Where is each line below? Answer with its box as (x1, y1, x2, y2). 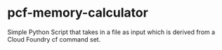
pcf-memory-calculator (7, 5, 149, 21)
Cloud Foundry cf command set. (7, 35, 101, 43)
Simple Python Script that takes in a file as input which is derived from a (7, 28, 216, 36)
